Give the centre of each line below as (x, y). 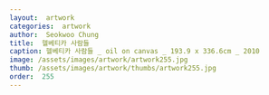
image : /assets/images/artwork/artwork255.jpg (99, 60)
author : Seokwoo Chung (54, 34)
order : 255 (32, 77)
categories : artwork (50, 26)
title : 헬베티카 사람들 (50, 43)
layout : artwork (42, 18)
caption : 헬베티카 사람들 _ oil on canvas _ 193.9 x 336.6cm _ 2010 (134, 52)
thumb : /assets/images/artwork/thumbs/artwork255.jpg (113, 69)
